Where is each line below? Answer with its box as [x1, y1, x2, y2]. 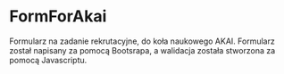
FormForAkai [9, 6, 107, 27]
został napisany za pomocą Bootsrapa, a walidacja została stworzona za [9, 45, 276, 55]
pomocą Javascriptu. [9, 54, 88, 65]
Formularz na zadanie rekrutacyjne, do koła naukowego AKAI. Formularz [9, 36, 275, 46]
